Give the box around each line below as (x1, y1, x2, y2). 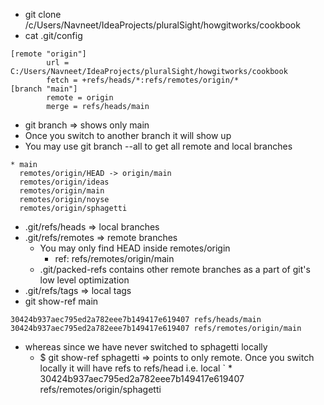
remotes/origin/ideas (19, 177, 110, 187)
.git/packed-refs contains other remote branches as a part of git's (39, 264, 311, 275)
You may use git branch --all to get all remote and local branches (24, 140, 293, 152)
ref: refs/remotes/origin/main (54, 253, 175, 264)
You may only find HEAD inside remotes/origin (39, 242, 231, 254)
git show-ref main (24, 295, 99, 307)
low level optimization (39, 274, 130, 286)
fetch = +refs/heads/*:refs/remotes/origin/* (46, 75, 240, 85)
